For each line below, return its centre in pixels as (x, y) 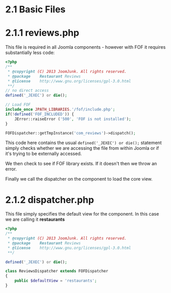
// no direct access (27, 91)
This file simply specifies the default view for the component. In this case (82, 214)
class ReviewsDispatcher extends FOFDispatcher (57, 271)
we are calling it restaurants (35, 220)
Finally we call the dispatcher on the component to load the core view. (79, 179)
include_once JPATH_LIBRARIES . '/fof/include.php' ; (60, 109)
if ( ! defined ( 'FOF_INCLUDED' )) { (40, 114)
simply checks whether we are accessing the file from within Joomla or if (82, 148)
